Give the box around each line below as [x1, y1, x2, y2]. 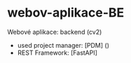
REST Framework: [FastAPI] [17, 48, 98, 57]
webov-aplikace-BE [7, 5, 125, 21]
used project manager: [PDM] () [17, 41, 110, 49]
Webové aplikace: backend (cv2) [7, 28, 102, 36]
